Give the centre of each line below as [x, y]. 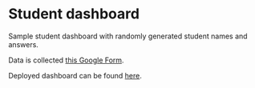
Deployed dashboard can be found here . [75, 75]
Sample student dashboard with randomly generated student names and [128, 36]
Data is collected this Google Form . [66, 60]
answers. [23, 44]
